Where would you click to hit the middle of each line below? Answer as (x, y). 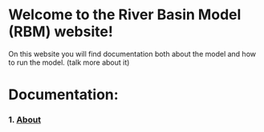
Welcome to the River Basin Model (125, 15)
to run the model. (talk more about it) (69, 62)
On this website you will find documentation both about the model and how (132, 54)
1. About (25, 120)
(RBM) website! (61, 32)
